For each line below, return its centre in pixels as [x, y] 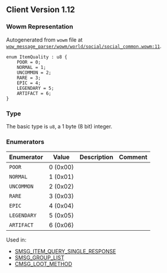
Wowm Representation [40, 27]
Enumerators [25, 142]
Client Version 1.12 [41, 10]
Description [97, 157]
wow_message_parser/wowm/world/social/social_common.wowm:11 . [84, 46]
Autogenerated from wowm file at [44, 40]
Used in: [16, 240]
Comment [133, 157]
